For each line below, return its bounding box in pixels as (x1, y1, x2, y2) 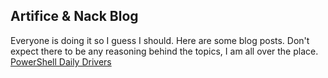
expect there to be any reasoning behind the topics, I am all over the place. (10, 45, 319, 57)
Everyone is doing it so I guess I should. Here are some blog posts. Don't (10, 34, 310, 46)
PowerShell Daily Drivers (10, 55, 112, 68)
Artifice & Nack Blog (10, 8, 139, 25)
